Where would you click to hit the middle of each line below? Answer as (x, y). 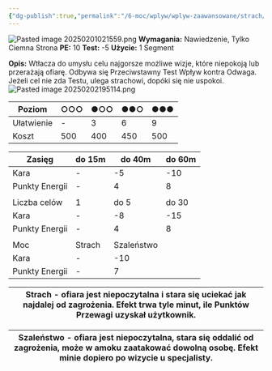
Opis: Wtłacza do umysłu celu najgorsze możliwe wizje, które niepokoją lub (134, 63)
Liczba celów (38, 202)
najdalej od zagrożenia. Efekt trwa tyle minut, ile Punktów (136, 305)
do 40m (136, 159)
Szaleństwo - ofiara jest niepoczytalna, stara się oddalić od (136, 337)
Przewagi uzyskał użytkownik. (136, 314)
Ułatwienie (33, 122)
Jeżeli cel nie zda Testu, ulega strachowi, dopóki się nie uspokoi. (116, 80)
